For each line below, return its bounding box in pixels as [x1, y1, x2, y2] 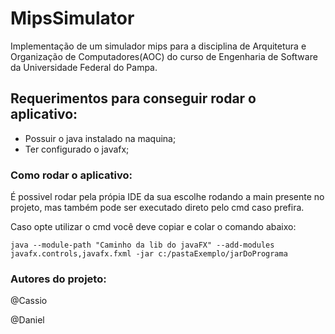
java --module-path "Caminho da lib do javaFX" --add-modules [10, 240, 275, 251]
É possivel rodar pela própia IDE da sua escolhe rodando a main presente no [10, 191, 325, 203]
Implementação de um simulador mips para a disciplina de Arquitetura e [10, 40, 307, 52]
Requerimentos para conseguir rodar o [10, 90, 257, 107]
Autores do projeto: [10, 272, 107, 286]
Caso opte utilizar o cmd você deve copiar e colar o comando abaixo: [10, 221, 297, 233]
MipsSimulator [10, 7, 135, 30]
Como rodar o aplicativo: [10, 168, 133, 182]
